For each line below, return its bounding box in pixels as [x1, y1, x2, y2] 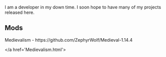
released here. [5, 9, 35, 15]
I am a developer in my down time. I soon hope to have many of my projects [5, 4, 161, 10]
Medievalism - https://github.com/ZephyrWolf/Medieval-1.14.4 [5, 37, 133, 43]
